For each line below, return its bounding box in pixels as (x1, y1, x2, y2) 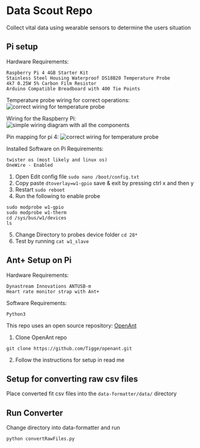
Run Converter (6, 408, 63, 418)
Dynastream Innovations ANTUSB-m (6, 283, 91, 289)
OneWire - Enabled (6, 162, 53, 168)
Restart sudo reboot (15, 186, 65, 193)
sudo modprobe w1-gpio (6, 204, 64, 210)
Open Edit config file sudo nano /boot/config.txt (15, 172, 140, 180)
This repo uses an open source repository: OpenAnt (6, 321, 137, 329)
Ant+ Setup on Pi (6, 255, 72, 266)
